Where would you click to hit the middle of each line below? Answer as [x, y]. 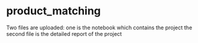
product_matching [54, 11]
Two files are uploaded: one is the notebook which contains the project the [99, 27]
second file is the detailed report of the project [64, 33]
